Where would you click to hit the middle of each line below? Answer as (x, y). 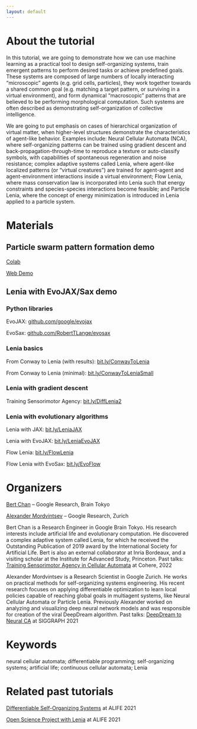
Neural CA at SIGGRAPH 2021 (42, 621)
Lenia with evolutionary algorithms (57, 416)
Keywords (32, 645)
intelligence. (21, 114)
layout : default (26, 12)
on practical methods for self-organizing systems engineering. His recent (95, 583)
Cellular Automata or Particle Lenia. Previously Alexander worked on (89, 602)
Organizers (34, 488)
